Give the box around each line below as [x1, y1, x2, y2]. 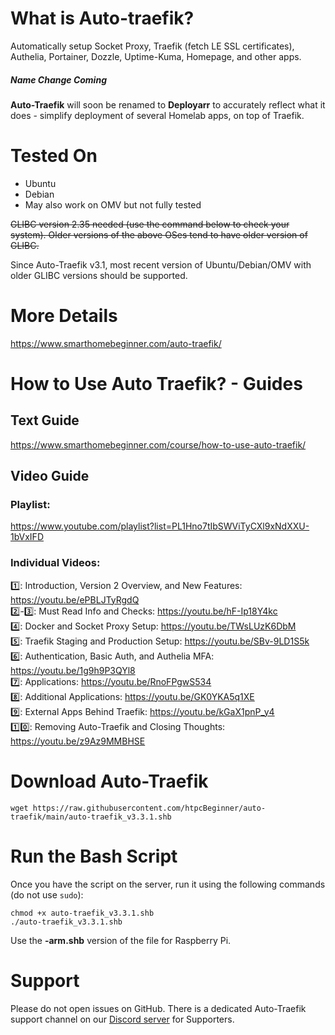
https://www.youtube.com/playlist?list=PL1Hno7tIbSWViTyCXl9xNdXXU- [10, 520, 310, 532]
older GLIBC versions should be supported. [10, 269, 188, 281]
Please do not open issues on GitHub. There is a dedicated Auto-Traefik [10, 1002, 307, 1014]
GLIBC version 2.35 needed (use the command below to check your [10, 218, 290, 230]
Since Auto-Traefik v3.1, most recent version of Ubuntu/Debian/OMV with [10, 258, 312, 271]
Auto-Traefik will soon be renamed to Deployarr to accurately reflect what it [10, 98, 326, 111]
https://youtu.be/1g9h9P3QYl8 [10, 664, 136, 676]
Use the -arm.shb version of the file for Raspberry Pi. [10, 934, 232, 946]
